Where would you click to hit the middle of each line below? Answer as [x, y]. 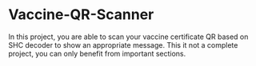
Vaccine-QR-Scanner [81, 15]
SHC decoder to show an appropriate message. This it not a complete [123, 45]
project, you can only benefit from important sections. [97, 53]
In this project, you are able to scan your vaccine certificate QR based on [128, 37]
